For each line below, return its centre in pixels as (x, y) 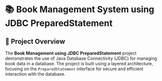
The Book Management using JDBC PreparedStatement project (71, 53)
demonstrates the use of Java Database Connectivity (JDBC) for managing (81, 58)
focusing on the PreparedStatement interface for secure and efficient (74, 69)
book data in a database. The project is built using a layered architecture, (79, 64)
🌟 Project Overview (35, 41)
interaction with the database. (35, 74)
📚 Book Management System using (80, 10)
